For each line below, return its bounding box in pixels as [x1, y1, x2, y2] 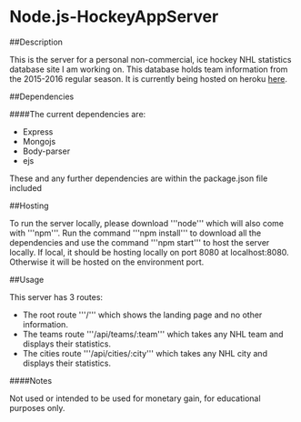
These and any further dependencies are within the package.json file [9, 173, 268, 184]
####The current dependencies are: [9, 108, 146, 119]
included [9, 182, 43, 193]
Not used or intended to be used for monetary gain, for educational [9, 393, 261, 404]
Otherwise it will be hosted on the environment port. [9, 256, 205, 267]
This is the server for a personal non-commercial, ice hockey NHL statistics [9, 54, 292, 65]
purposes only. [9, 402, 65, 413]
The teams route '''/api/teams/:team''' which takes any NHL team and [22, 328, 284, 339]
